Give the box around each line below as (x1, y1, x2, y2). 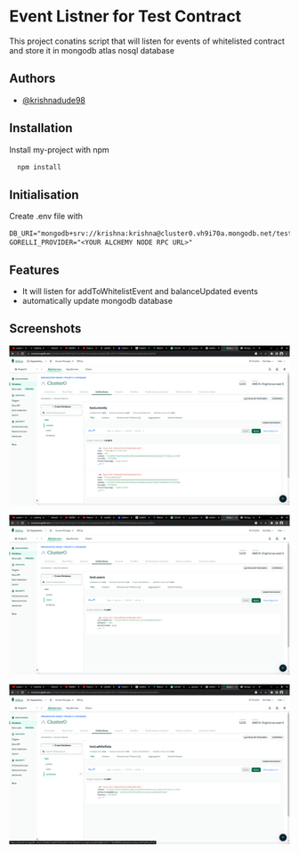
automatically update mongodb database (21, 296, 174, 307)
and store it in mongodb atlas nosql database (9, 45, 175, 55)
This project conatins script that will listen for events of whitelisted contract (9, 36, 285, 46)
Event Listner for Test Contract (9, 6, 242, 27)
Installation (9, 120, 73, 135)
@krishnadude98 (21, 94, 86, 105)
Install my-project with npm (9, 144, 109, 155)
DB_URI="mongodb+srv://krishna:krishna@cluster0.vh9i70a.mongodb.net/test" (9, 229, 296, 238)
